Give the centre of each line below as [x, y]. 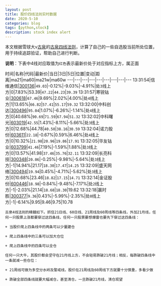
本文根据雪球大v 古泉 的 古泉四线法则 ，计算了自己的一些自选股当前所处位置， [81, 47]
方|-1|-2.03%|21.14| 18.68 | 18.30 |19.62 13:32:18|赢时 [56, 190]
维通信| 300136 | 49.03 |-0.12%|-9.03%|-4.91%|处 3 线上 [58, 86]
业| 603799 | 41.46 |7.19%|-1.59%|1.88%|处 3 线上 [51, 147]
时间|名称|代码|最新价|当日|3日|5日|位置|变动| [50, 74]
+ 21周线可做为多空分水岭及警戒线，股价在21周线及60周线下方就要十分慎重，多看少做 [79, 270]
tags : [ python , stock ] [27, 28]
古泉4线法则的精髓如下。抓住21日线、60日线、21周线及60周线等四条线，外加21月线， [79, 212]
